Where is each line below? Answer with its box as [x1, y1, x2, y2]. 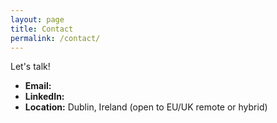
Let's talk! [10, 61, 51, 73]
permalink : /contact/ [10, 33, 101, 43]
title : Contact [10, 24, 74, 34]
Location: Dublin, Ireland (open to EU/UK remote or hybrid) [24, 101, 268, 113]
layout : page [10, 14, 65, 25]
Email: [24, 80, 52, 92]
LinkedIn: [24, 91, 65, 103]
